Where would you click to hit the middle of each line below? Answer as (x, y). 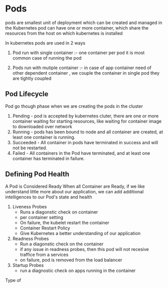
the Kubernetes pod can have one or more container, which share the (77, 28)
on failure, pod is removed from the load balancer (71, 260)
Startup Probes (28, 265)
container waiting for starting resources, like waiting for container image (87, 121)
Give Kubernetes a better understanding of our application (80, 233)
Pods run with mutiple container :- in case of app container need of (82, 68)
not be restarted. (30, 148)
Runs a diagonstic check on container (59, 212)
